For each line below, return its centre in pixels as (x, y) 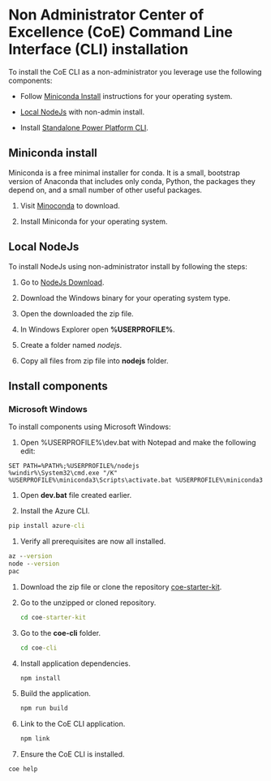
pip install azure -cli (47, 526)
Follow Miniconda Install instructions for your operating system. (126, 96)
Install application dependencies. (75, 663)
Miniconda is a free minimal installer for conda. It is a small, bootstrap (125, 173)
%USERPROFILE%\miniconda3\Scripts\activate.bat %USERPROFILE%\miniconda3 (136, 480)
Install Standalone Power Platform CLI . (84, 127)
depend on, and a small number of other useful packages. (105, 190)
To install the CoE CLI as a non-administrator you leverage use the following (135, 71)
